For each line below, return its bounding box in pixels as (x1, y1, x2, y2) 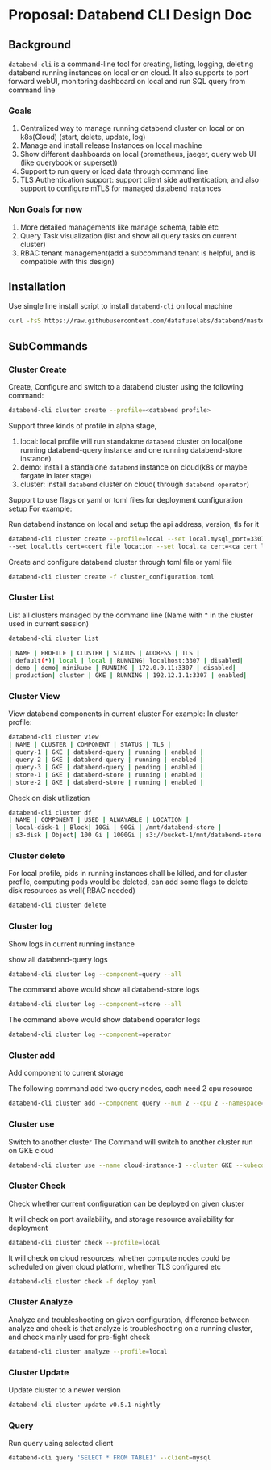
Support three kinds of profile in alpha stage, (8, 420, 157, 430)
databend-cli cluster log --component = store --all (8, 1000, 182, 1009)
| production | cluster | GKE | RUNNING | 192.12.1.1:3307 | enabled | (8, 672, 248, 680)
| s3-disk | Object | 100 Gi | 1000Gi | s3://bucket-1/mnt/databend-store (8, 831, 262, 840)
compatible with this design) (19, 256, 115, 266)
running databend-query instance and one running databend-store (19, 444, 243, 454)
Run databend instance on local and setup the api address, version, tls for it (8, 519, 260, 529)
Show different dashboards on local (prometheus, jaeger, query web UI (19, 150, 256, 159)
